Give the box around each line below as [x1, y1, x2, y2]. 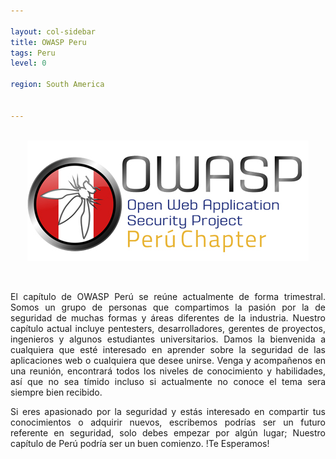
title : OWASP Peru [10, 37, 87, 47]
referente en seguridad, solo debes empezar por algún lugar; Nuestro [10, 426, 326, 439]
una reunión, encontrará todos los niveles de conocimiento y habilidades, [10, 365, 326, 377]
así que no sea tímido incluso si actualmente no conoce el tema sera [10, 375, 326, 387]
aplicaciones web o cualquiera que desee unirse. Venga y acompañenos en [10, 354, 326, 366]
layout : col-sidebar [10, 26, 97, 37]
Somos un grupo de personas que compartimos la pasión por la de [10, 301, 326, 313]
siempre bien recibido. [10, 386, 103, 398]
